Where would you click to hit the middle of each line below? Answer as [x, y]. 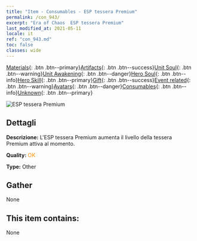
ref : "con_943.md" [29, 39]
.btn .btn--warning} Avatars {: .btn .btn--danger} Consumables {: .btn [89, 86]
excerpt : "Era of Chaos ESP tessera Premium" [65, 23]
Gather [19, 185]
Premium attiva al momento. [41, 143]
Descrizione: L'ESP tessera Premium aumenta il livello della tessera [89, 137]
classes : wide [24, 51]
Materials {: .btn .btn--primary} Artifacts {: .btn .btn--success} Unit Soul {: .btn [99, 67]
